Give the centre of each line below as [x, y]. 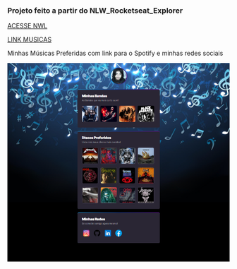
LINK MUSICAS [29, 40]
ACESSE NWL [28, 26]
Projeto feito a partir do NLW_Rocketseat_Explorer [95, 11]
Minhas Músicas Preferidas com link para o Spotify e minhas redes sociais [115, 53]
